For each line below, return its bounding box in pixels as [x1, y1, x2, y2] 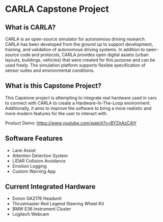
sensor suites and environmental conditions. [5, 67, 95, 73]
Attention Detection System [12, 153, 68, 159]
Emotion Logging [12, 163, 47, 169]
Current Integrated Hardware [5, 183, 96, 191]
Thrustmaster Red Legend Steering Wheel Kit [12, 201, 104, 207]
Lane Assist [12, 147, 36, 153]
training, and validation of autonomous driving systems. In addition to [5, 47, 145, 52]
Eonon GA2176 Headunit [12, 195, 62, 201]
